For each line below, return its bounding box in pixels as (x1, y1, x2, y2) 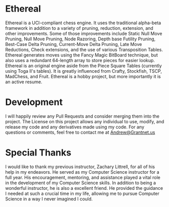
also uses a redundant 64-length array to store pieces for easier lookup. (5, 57, 155, 63)
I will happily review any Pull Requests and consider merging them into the (5, 113, 160, 119)
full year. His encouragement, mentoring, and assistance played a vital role (5, 174, 160, 180)
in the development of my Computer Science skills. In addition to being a (5, 180, 156, 186)
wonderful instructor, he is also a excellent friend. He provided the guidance (5, 185, 163, 191)
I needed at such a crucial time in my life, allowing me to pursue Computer (5, 190, 160, 196)
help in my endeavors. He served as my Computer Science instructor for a (5, 169, 160, 175)
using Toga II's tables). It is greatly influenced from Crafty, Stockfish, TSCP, (5, 68, 162, 74)
